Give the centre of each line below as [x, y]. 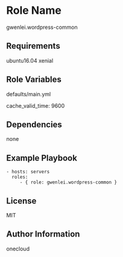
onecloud [18, 249]
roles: [20, 177]
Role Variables [34, 80]
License [21, 201]
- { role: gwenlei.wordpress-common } [68, 182]
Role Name [34, 11]
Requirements [33, 46]
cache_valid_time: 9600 [36, 105]
